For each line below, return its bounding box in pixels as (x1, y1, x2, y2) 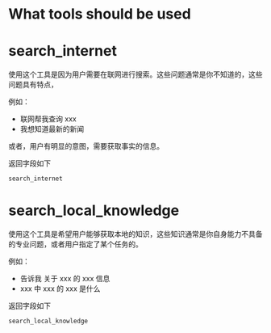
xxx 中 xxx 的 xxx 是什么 (19, 284, 101, 293)
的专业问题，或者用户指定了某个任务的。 (8, 239, 143, 249)
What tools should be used (8, 5, 191, 23)
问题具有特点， (8, 80, 58, 90)
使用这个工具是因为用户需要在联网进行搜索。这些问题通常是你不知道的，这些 (8, 70, 263, 79)
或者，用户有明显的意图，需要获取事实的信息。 (8, 141, 164, 151)
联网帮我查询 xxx (19, 114, 77, 124)
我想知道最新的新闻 (19, 124, 85, 134)
